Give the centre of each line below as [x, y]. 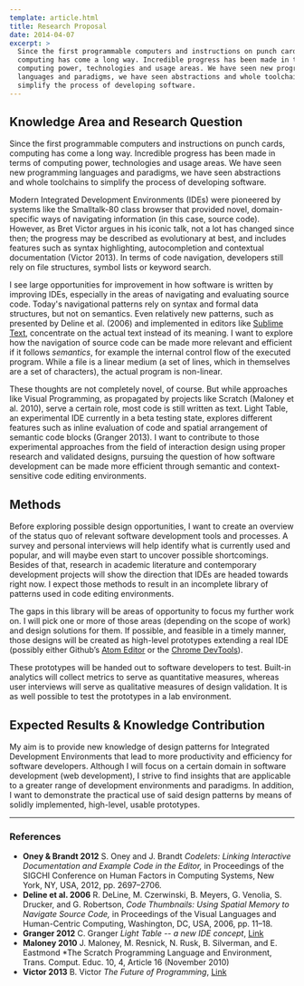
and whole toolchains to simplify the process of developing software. [138, 182]
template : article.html [54, 18]
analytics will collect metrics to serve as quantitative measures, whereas [144, 678]
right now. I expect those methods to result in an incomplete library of [139, 584]
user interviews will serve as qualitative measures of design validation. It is [148, 687]
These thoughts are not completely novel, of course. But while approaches [148, 389]
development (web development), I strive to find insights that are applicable [150, 776]
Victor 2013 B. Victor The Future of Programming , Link [124, 972]
